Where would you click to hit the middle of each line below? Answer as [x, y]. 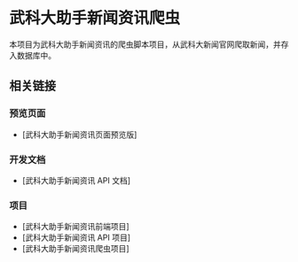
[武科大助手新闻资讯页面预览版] [79, 135]
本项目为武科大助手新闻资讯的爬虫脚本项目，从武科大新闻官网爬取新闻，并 [145, 44]
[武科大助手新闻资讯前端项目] [76, 227]
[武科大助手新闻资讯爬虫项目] [76, 249]
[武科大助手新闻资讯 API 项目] [76, 238]
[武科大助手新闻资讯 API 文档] [76, 180]
